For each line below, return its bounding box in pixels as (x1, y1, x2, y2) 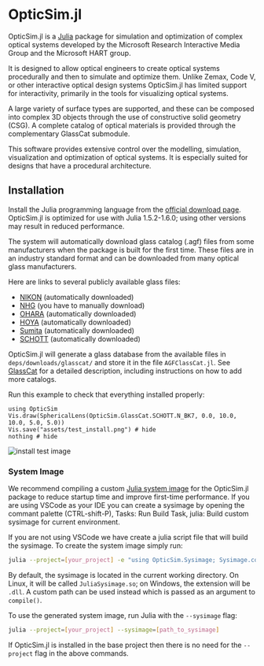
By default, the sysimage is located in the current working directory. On (8, 570, 240, 579)
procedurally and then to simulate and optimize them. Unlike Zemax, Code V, (8, 72, 256, 81)
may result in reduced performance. (8, 221, 125, 231)
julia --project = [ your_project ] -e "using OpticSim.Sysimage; (8, 557, 216, 564)
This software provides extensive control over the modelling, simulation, (8, 144, 241, 154)
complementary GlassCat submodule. (8, 128, 130, 139)
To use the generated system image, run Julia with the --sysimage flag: (8, 610, 237, 620)
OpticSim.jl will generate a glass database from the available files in (8, 349, 226, 359)
